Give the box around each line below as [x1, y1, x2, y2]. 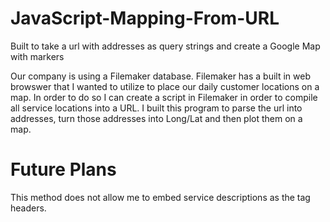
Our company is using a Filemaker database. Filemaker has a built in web [10, 70, 311, 82]
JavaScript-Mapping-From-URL [10, 7, 280, 30]
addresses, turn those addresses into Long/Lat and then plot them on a [10, 112, 303, 124]
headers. [10, 202, 47, 214]
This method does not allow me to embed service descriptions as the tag [10, 191, 311, 203]
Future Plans [10, 158, 117, 181]
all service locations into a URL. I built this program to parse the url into [10, 102, 303, 114]
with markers [10, 50, 65, 62]
